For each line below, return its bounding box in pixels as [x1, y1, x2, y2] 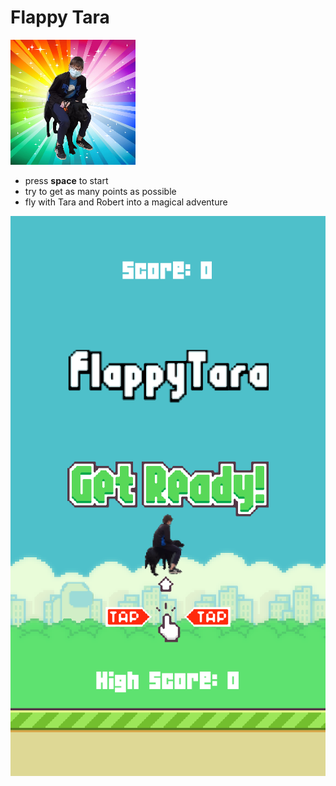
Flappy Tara [10, 6, 110, 29]
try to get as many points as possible [24, 185, 177, 197]
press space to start [24, 174, 109, 186]
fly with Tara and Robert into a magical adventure [24, 196, 228, 208]
